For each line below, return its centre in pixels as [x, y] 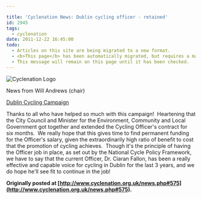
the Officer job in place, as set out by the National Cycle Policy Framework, [99, 152]
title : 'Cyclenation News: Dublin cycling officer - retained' [87, 17]
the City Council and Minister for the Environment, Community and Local [96, 120]
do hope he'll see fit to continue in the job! [59, 171]
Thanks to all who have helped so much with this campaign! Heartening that [101, 114]
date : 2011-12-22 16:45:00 [40, 40]
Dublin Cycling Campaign [38, 102]
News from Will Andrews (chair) [46, 90]
